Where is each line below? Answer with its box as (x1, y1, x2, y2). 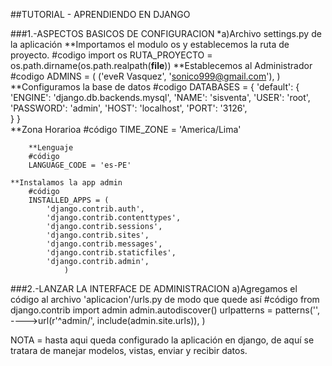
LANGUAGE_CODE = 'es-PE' (28, 160, 132, 170)
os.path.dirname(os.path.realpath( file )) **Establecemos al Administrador (10, 60, 313, 71)
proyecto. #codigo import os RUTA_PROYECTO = (10, 49, 213, 61)
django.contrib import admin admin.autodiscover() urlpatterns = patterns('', (10, 304, 321, 316)
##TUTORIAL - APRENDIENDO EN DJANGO (10, 9, 191, 20)
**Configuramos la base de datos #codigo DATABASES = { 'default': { (10, 81, 300, 93)
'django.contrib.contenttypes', (46, 213, 182, 223)
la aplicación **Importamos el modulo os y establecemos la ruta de (10, 39, 290, 50)
